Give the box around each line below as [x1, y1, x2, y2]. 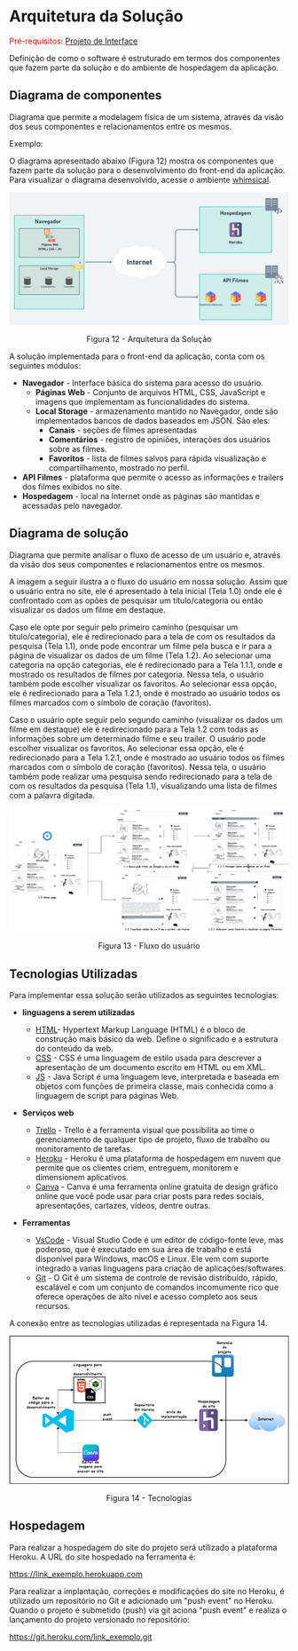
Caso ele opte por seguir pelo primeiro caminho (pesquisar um [9, 622, 239, 632]
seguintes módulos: [9, 360, 82, 370]
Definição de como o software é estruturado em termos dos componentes [9, 52, 281, 63]
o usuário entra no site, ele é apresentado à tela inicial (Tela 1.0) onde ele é [9, 585, 282, 596]
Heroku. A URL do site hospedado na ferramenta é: [9, 1552, 197, 1562]
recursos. [35, 1301, 71, 1312]
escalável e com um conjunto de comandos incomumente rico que [35, 1282, 279, 1293]
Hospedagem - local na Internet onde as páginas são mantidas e [21, 490, 260, 501]
